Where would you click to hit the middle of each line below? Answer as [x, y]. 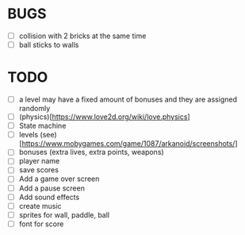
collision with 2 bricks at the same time [82, 36]
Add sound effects [49, 197]
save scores [38, 170]
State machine [42, 126]
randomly [34, 109]
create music [40, 206]
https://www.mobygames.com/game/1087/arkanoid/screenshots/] [130, 144]
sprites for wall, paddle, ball [64, 214]
